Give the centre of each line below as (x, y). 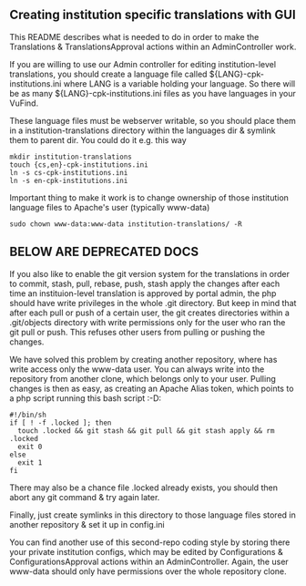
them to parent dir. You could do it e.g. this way (98, 139)
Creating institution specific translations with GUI (153, 15)
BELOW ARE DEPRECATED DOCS (104, 252)
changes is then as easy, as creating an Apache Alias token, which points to (152, 388)
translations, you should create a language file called (108, 74)
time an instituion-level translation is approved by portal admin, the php (143, 293)
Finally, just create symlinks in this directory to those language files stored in (153, 515)
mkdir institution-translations (71, 157)
